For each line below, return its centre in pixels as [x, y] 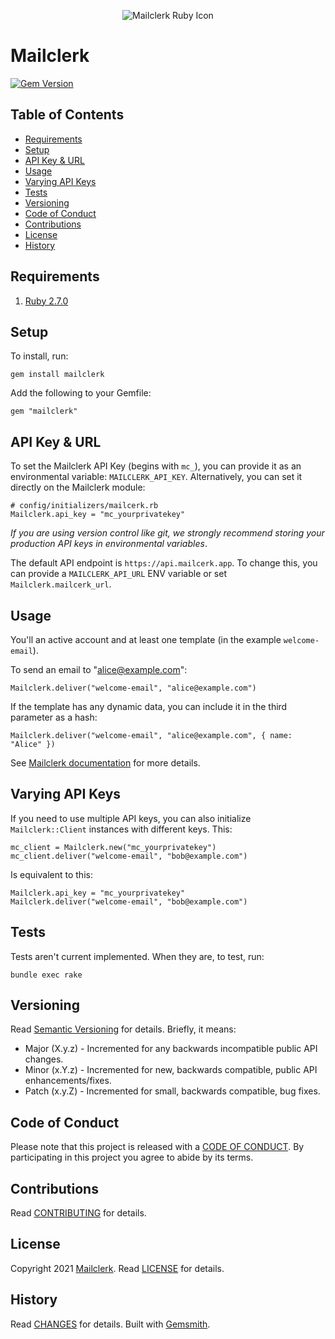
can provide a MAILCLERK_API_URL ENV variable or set [118, 574]
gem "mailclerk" [44, 411]
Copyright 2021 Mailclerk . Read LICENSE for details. [117, 1268]
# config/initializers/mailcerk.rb [84, 506]
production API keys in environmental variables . [109, 544]
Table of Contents [67, 115]
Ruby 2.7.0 [46, 301]
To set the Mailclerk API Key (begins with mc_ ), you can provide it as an [156, 466]
